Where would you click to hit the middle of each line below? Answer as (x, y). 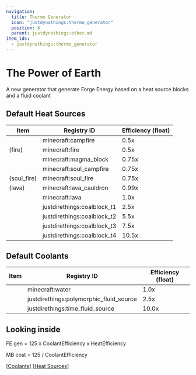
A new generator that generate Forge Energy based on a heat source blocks (97, 89)
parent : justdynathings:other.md (52, 33)
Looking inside (33, 329)
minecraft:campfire (69, 140)
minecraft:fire (61, 150)
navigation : (20, 11)
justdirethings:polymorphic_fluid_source (82, 299)
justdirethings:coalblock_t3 (80, 226)
